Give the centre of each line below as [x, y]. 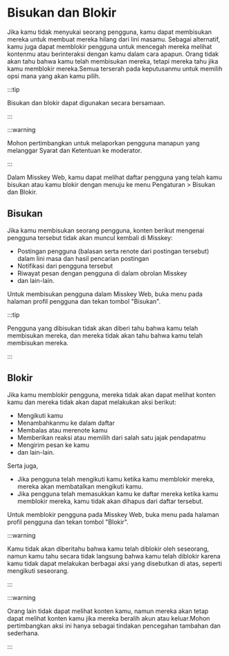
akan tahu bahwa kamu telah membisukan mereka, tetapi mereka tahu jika [113, 61]
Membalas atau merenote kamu [62, 430]
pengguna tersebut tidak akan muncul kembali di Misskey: [90, 237]
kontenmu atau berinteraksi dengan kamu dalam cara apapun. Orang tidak [113, 54]
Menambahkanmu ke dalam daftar [66, 423]
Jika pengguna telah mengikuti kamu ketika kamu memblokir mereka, [116, 479]
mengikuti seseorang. [38, 571]
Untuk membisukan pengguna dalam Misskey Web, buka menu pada [105, 294]
